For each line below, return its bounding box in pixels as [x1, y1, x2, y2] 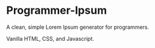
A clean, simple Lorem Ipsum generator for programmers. [6, 23, 150, 31]
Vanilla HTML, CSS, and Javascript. [6, 35, 95, 42]
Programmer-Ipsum [6, 4, 107, 17]
